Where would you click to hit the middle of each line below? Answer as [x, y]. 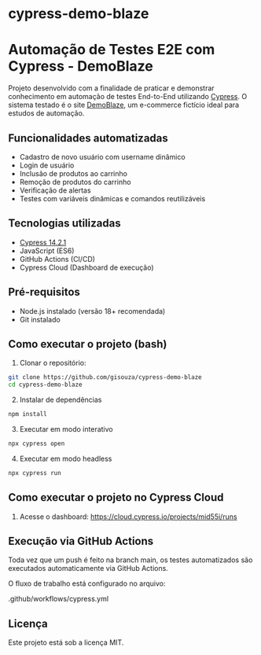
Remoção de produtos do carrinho [75, 182]
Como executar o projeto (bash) [88, 344]
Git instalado [40, 319]
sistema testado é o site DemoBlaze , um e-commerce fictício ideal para [124, 105]
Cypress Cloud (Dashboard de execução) [87, 267]
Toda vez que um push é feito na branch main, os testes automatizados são [130, 560]
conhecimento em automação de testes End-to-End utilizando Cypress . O [128, 97]
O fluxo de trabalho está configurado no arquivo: [87, 583]
